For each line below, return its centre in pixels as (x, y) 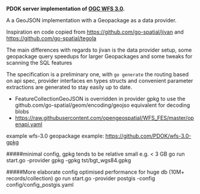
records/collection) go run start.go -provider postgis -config (80, 178)
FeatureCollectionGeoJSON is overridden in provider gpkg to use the (100, 99)
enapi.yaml (29, 124)
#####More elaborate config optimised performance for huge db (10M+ (95, 172)
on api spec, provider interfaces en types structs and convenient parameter (100, 81)
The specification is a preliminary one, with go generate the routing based (98, 74)
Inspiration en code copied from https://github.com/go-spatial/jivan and (95, 32)
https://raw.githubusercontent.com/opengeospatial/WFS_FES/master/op (104, 118)
